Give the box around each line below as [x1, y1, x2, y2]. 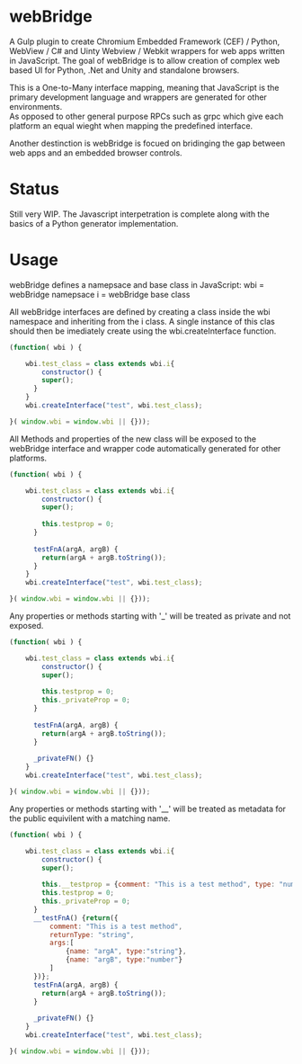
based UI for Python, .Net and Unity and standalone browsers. [9, 65, 240, 76]
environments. [9, 101, 63, 112]
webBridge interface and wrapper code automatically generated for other [9, 443, 281, 453]
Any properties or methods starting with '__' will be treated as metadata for [9, 803, 286, 814]
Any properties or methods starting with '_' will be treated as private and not [9, 611, 291, 621]
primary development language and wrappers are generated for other [9, 92, 268, 103]
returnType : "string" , [49, 930, 135, 939]
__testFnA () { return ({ [32, 913, 119, 923]
